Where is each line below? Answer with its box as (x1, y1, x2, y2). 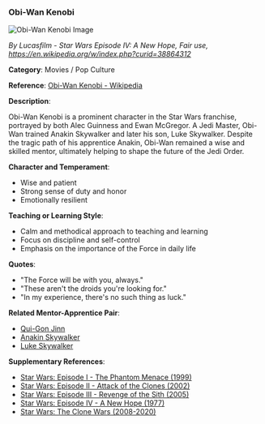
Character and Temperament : (8, 162, 110, 172)
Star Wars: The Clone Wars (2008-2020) (19, 407, 156, 417)
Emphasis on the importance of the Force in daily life (19, 244, 196, 254)
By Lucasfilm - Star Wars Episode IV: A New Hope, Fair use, (8, 41, 208, 50)
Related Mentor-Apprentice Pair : (8, 308, 120, 318)
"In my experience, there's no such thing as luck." (19, 293, 186, 302)
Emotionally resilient (19, 195, 88, 205)
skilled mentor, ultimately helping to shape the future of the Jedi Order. (8, 147, 245, 156)
